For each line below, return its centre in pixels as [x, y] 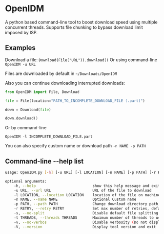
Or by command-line [26, 128]
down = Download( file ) [28, 110]
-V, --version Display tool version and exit [85, 227]
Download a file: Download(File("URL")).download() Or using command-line [81, 60]
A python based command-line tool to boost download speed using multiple [81, 22]
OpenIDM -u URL [20, 64]
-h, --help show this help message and [82, 186]
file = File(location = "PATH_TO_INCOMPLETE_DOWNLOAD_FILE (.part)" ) [75, 101]
